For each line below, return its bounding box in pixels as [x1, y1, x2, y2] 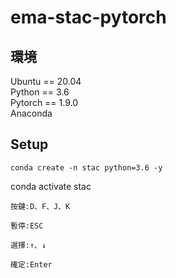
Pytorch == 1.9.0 [10, 97, 79, 108]
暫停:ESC [10, 221, 44, 231]
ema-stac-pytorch [10, 6, 167, 29]
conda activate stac [10, 180, 92, 192]
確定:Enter [10, 259, 53, 270]
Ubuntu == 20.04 [10, 76, 82, 87]
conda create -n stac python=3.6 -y [10, 162, 163, 173]
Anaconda [10, 107, 53, 119]
